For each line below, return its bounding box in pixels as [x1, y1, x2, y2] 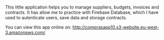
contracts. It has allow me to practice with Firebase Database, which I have [5, 9, 159, 15]
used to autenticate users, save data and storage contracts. [5, 15, 127, 20]
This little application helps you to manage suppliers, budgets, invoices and [5, 4, 159, 10]
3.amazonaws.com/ [5, 30, 46, 35]
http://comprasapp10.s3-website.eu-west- [72, 24, 160, 30]
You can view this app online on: [5, 24, 72, 30]
